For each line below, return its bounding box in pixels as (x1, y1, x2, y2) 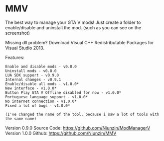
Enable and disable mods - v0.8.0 (5, 64, 77, 69)
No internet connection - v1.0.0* (5, 99, 77, 104)
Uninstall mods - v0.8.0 (5, 68, 57, 73)
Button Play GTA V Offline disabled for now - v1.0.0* (5, 90, 122, 95)
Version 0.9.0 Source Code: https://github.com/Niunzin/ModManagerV (5, 125, 151, 131)
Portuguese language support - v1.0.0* (5, 94, 88, 99)
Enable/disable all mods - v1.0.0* (5, 81, 79, 86)
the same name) (5, 116, 37, 121)
